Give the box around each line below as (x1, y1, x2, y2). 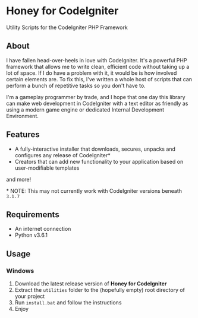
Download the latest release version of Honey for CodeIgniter (14, 280, 167, 287)
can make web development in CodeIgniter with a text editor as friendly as (6, 100, 188, 107)
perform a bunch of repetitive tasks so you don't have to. (6, 82, 146, 89)
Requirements (6, 209, 59, 220)
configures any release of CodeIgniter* (14, 151, 111, 158)
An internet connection (14, 225, 71, 233)
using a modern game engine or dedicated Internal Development (6, 106, 165, 113)
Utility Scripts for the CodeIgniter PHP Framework (6, 24, 128, 31)
